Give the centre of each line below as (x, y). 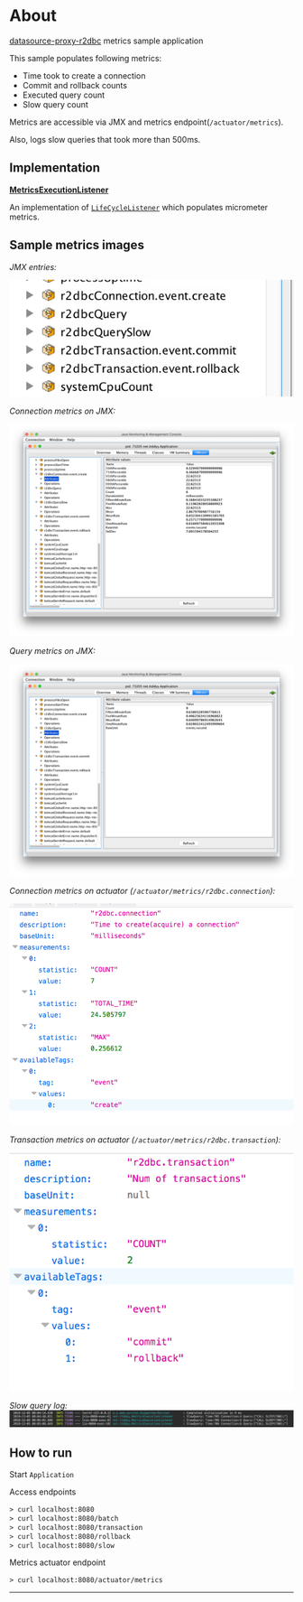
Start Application (42, 1475)
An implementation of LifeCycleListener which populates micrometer (139, 207)
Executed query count (64, 95)
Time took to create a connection (84, 75)
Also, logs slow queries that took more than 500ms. (105, 139)
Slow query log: (38, 1406)
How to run (41, 1453)
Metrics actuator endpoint (58, 1562)
